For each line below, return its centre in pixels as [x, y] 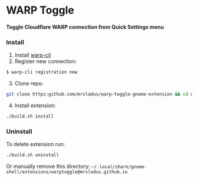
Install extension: [35, 105]
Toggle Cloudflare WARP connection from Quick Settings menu [85, 27]
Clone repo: [29, 83]
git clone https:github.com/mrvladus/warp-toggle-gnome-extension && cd [97, 94]
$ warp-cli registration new [42, 72]
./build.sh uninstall [33, 155]
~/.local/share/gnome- [119, 167]
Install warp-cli [33, 55]
